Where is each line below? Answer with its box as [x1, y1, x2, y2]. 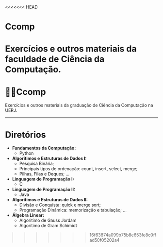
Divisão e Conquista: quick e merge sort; [19, 202, 101, 208]
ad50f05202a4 [89, 237, 120, 243]
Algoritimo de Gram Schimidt [19, 223, 78, 229]
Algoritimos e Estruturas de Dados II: [12, 197, 88, 203]
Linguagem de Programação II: [12, 187, 76, 193]
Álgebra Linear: [12, 212, 45, 218]
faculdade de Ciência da [5, 53, 105, 65]
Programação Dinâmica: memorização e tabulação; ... [19, 207, 127, 213]
